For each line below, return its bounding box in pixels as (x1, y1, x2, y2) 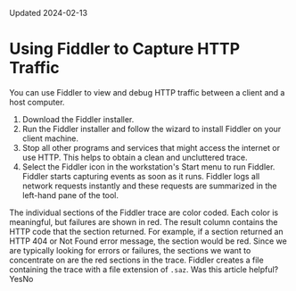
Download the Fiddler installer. (21, 113, 135, 124)
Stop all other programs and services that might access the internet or (21, 142, 281, 153)
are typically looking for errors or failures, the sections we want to (9, 245, 251, 255)
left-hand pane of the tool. (21, 189, 119, 200)
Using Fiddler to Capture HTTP (9, 39, 241, 59)
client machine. (21, 133, 78, 144)
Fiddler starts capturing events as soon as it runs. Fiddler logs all (21, 170, 260, 181)
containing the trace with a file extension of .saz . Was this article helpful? (9, 263, 279, 275)
